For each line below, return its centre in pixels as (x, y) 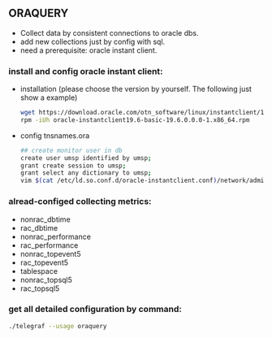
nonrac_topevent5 (50, 253)
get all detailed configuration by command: (95, 310)
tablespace (39, 271)
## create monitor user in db (71, 150)
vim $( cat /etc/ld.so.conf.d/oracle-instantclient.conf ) (119, 181)
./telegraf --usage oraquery (58, 326)
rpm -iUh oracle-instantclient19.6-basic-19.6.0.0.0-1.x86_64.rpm (135, 120)
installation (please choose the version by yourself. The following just (136, 89)
